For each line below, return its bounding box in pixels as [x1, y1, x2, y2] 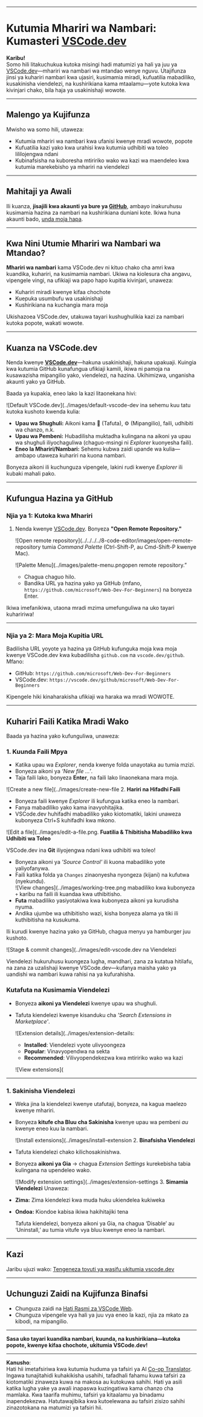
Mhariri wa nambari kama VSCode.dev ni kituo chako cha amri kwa [6, 264, 175, 271]
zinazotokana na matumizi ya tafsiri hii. [6, 1404, 103, 1411]
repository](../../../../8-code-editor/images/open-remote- [52, 537, 193, 544]
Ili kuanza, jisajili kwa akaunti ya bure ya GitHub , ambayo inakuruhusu [6, 202, 182, 209]
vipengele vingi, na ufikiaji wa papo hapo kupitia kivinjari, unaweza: [6, 277, 173, 284]
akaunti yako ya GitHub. [6, 378, 66, 385]
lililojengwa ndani [14, 150, 59, 157]
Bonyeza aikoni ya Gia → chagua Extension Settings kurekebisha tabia [14, 1160, 191, 1167]
